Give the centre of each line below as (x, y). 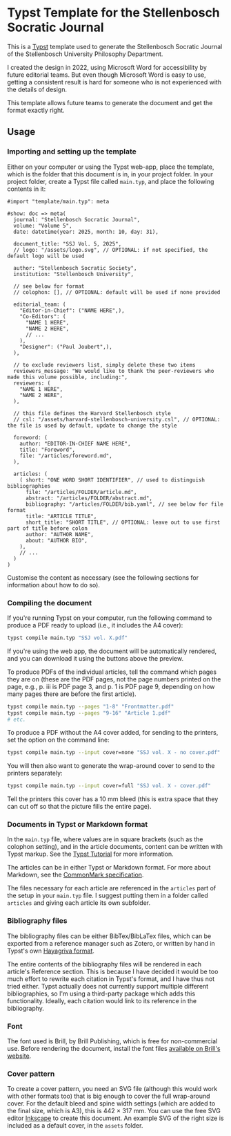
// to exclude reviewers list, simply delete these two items (104, 365)
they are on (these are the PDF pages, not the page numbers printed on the (114, 679)
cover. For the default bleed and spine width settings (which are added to (111, 1103)
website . (19, 1056)
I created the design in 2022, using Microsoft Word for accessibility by (107, 67)
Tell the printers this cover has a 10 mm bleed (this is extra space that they (113, 799)
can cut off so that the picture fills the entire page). (79, 807)
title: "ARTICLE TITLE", (61, 516)
